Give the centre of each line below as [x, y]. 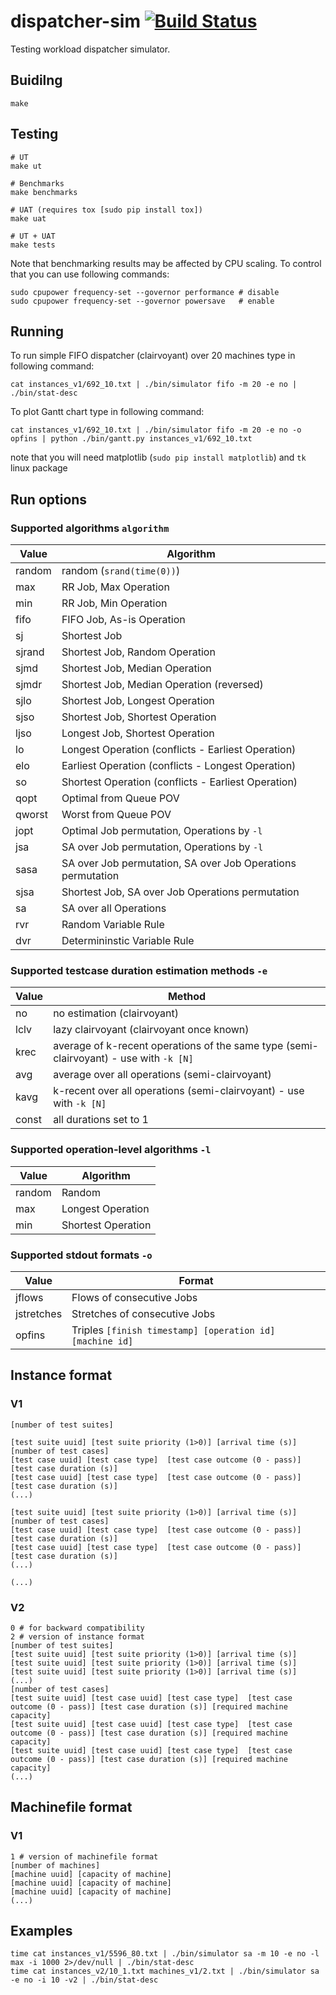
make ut [26, 166]
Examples [41, 1931]
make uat [28, 218]
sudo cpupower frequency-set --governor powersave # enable [142, 301]
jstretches [39, 1313]
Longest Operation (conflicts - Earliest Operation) [179, 750]
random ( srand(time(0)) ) [121, 571]
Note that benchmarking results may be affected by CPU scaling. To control [166, 263]
